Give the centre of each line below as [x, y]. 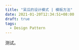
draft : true [17, 19]
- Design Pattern [28, 28]
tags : [11, 24]
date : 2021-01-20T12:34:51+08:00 [40, 14]
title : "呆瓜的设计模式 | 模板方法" [39, 10]
